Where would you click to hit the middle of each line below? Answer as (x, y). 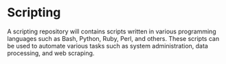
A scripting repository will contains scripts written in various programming (112, 31)
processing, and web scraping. (51, 53)
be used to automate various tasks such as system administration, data (108, 46)
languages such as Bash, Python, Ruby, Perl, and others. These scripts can (113, 38)
